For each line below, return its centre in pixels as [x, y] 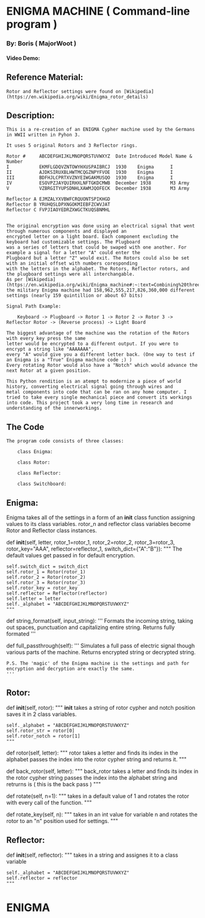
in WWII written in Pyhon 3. [43, 135]
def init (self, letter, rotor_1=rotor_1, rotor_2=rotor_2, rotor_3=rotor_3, [91, 542]
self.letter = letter [34, 598]
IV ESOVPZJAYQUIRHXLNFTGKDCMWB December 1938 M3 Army [98, 183]
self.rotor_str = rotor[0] [41, 731]
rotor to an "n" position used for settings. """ [62, 821]
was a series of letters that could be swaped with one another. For [97, 247]
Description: [31, 115]
